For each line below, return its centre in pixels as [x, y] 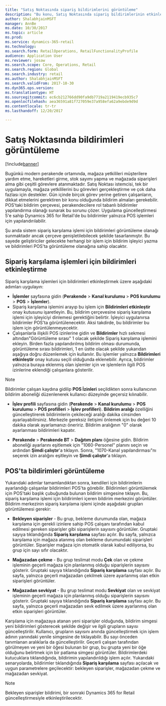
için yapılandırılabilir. [26, 221]
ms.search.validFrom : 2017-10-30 [40, 83]
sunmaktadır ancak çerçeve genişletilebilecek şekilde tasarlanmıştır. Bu [78, 235]
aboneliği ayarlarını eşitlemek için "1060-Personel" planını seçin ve [80, 445]
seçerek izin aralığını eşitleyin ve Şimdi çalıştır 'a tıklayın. [70, 455]
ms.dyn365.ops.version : [30, 88]
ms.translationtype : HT [30, 93]
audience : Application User [34, 56]
